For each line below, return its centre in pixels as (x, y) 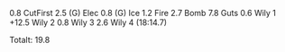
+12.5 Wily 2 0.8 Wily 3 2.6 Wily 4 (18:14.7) (88, 22)
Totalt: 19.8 (30, 40)
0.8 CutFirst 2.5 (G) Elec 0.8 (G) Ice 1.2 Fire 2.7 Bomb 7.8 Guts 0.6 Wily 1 (143, 13)
